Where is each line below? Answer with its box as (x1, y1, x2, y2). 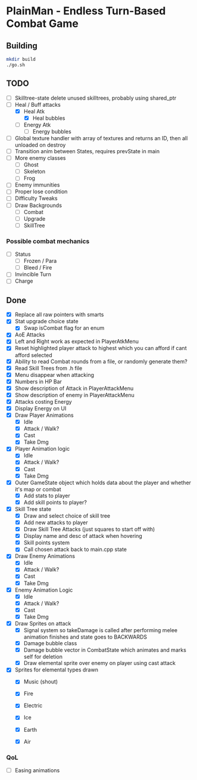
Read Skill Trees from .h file (14, 364, 83, 372)
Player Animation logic (14, 445, 70, 453)
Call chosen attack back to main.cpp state (23, 546, 127, 553)
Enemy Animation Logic (14, 586, 73, 593)
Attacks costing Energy (14, 398, 73, 405)
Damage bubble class (23, 640, 77, 647)
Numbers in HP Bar (14, 377, 62, 385)
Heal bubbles (32, 114, 65, 122)
